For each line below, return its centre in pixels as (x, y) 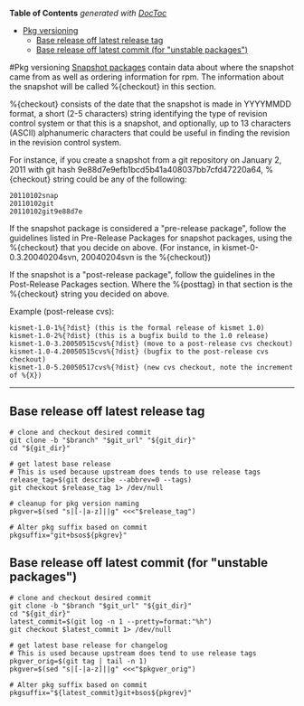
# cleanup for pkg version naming (75, 504)
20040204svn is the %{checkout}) (146, 257)
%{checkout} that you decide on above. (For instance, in (114, 247)
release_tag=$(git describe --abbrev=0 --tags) (101, 480)
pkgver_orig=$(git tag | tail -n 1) (78, 661)
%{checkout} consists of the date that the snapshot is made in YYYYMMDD (151, 104)
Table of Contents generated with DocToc (88, 13)
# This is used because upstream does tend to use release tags (133, 653)
